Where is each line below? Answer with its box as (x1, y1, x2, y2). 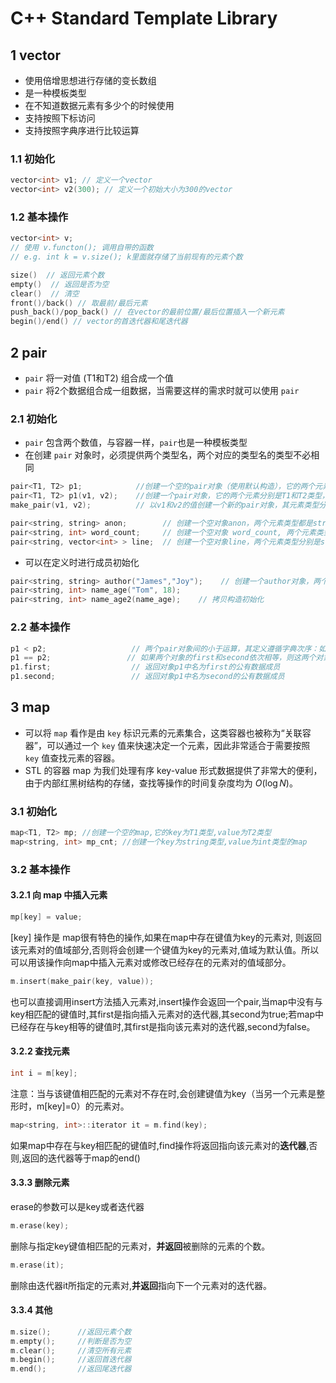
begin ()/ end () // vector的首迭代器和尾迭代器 (10, 317, 188, 327)
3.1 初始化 (10, 804, 58, 818)
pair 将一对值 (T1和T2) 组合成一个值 (24, 372, 174, 384)
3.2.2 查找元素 (10, 1045, 71, 1057)
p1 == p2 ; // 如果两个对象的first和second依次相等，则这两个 (10, 653, 317, 663)
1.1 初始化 (10, 152, 56, 166)
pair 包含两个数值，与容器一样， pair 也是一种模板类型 (24, 437, 248, 449)
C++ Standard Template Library (10, 7, 278, 30)
